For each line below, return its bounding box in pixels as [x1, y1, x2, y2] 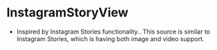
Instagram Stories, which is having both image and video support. [16, 34, 205, 42]
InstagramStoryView [6, 5, 129, 21]
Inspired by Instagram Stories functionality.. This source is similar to [16, 27, 211, 36]
